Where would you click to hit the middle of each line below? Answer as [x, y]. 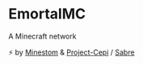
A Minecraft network [42, 36]
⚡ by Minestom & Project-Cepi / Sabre [71, 52]
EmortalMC [47, 14]
